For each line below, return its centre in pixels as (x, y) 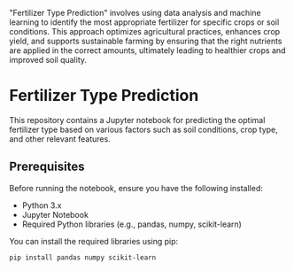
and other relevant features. (60, 139)
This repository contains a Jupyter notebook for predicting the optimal (137, 120)
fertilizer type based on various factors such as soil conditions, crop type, (144, 129)
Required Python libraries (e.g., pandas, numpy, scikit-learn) (132, 224)
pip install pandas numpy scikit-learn (83, 257)
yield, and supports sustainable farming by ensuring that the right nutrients (146, 41)
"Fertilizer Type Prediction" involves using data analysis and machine (135, 13)
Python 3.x (42, 205)
